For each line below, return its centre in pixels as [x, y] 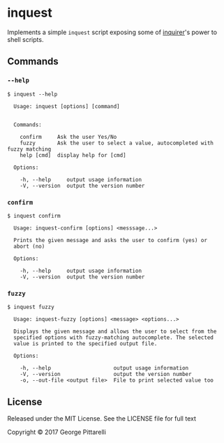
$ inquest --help [32, 94]
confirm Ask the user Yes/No [68, 137]
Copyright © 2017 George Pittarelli [57, 432]
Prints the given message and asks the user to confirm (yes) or [111, 240]
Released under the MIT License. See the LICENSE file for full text [102, 419]
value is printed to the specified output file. [85, 344]
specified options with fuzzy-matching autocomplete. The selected [114, 338]
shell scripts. [25, 39]
